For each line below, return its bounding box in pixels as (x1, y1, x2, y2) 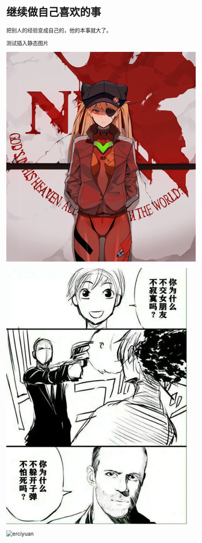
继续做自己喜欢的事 (6, 5, 102, 19)
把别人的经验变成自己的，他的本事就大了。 (6, 27, 112, 34)
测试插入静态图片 (6, 39, 49, 46)
